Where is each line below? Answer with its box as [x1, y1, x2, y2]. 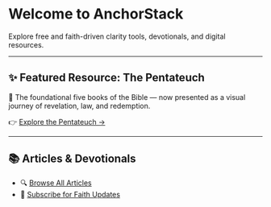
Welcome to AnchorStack [8, 5, 184, 23]
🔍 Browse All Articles [19, 178, 92, 188]
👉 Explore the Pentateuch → [8, 117, 106, 126]
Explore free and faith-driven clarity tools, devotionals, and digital [8, 31, 226, 41]
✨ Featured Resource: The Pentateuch [8, 71, 206, 85]
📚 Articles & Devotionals [8, 152, 136, 166]
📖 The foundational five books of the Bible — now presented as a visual [8, 92, 246, 101]
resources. [8, 39, 44, 49]
